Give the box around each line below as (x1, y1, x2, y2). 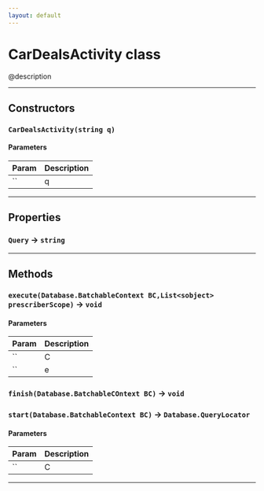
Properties (8, 211, 61, 224)
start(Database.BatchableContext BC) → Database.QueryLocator (8, 409, 251, 420)
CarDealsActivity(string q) (8, 125, 115, 134)
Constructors (8, 102, 75, 115)
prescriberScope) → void (8, 299, 102, 310)
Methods (8, 268, 53, 281)
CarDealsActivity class (8, 45, 161, 63)
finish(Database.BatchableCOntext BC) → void (8, 388, 185, 399)
